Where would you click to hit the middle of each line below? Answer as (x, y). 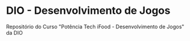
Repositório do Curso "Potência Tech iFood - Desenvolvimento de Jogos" (95, 27)
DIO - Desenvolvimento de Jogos (88, 11)
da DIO (14, 32)
